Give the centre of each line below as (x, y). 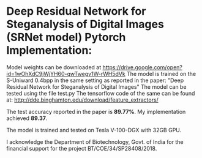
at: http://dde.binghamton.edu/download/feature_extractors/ (83, 100)
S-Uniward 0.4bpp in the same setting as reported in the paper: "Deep (95, 80)
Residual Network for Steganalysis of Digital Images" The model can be (96, 86)
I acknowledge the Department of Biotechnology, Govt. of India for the (95, 141)
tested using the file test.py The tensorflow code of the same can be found (101, 93)
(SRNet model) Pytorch (66, 37)
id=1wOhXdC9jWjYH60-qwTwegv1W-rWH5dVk (66, 73)
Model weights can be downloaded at (54, 67)
